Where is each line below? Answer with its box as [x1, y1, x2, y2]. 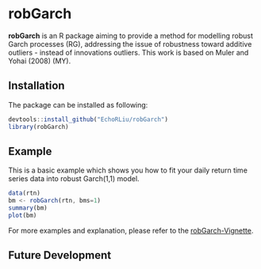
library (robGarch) [8, 123, 69, 131]
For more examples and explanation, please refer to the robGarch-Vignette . [8, 225, 254, 235]
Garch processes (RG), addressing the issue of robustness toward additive [8, 39, 252, 48]
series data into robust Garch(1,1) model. [8, 174, 140, 184]
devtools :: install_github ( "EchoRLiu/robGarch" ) [8, 116, 169, 123]
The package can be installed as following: [8, 100, 148, 109]
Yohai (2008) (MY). [8, 56, 71, 66]
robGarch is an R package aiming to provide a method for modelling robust [8, 31, 254, 40]
